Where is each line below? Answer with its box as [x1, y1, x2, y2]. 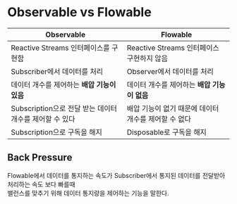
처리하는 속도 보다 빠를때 [7, 180, 75, 189]
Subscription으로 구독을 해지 [11, 127, 102, 137]
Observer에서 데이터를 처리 [126, 66, 214, 76]
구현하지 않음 [126, 53, 168, 63]
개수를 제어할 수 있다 [11, 114, 75, 124]
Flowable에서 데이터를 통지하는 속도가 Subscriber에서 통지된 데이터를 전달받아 [7, 171, 226, 179]
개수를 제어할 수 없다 [126, 114, 192, 124]
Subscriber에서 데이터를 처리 [11, 66, 104, 76]
